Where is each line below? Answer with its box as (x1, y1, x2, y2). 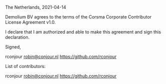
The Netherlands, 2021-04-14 (5, 4, 66, 10)
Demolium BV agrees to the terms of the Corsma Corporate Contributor (5, 14, 152, 19)
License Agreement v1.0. (5, 19, 56, 25)
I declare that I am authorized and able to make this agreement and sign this (5, 29, 161, 34)
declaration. (5, 34, 30, 40)
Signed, (5, 44, 21, 49)
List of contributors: (5, 63, 46, 69)
